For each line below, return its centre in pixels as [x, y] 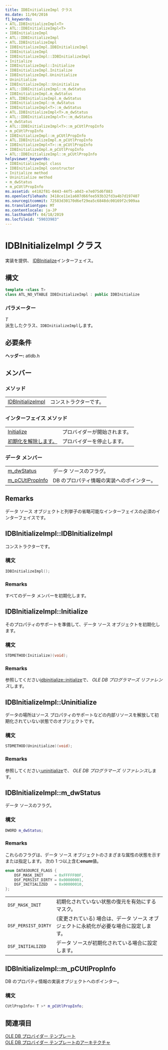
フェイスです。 [33, 517]
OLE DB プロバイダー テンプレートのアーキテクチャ [58, 1042]
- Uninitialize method [29, 178]
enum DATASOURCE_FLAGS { [31, 870]
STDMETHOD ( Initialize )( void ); [37, 656]
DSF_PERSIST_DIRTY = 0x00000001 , [49, 880]
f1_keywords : [19, 19]
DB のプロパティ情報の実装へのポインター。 [104, 480]
